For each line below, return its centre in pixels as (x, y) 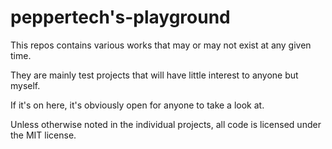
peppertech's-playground (120, 17)
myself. (25, 85)
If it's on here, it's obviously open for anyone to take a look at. (137, 105)
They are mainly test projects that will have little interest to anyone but (154, 75)
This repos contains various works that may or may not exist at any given (161, 45)
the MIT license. (43, 135)
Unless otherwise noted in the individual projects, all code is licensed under (166, 124)
